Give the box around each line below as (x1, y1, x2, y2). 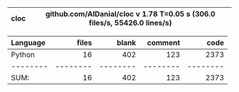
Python (11, 50, 36, 59)
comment (147, 38, 180, 47)
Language (11, 38, 46, 47)
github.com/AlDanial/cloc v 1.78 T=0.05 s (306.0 (45, 9, 216, 18)
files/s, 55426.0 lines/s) (88, 18, 172, 28)
